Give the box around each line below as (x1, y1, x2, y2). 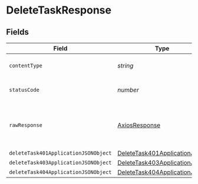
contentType (9, 62, 43, 69)
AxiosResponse (117, 121, 161, 129)
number (117, 86, 140, 94)
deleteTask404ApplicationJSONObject (9, 169, 112, 175)
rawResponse (9, 122, 43, 128)
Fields (6, 27, 29, 37)
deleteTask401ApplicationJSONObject (9, 150, 112, 156)
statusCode (9, 86, 39, 93)
